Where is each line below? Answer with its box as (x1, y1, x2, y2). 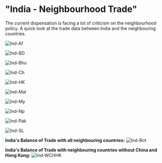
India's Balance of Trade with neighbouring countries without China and (5, 146, 158, 153)
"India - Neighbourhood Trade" (5, 3, 138, 15)
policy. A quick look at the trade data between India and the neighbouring (5, 25, 156, 31)
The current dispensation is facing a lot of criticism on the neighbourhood (5, 20, 157, 26)
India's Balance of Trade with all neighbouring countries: (5, 137, 125, 143)
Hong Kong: (5, 152, 31, 158)
